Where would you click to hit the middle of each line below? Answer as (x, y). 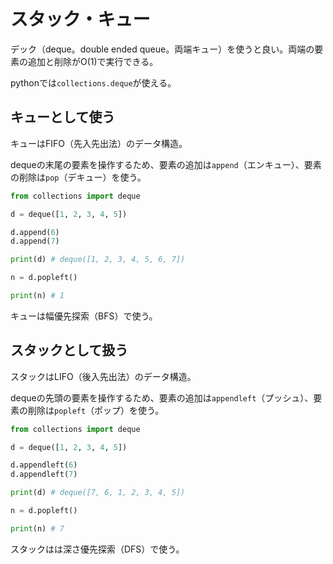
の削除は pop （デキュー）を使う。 (78, 177)
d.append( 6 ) (35, 232)
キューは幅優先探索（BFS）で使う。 (84, 316)
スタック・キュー (80, 19)
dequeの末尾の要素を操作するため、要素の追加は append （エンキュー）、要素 (166, 164)
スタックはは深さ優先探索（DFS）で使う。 (97, 549)
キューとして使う (63, 117)
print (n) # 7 (37, 528)
